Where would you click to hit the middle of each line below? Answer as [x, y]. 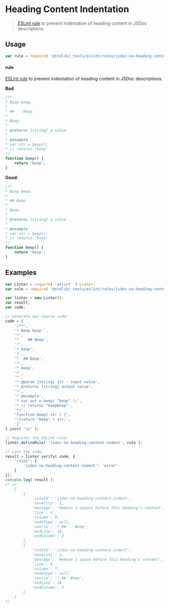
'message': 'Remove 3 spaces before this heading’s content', [99, 508]
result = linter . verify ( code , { [40, 456]
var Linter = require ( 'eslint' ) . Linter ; [50, 284]
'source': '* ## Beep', [60, 527]
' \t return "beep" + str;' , [43, 420]
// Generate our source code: [37, 317]
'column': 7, [46, 569]
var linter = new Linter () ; [35, 298]
